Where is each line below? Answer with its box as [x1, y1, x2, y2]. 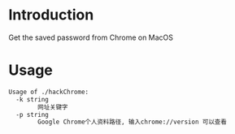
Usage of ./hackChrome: [8, 88, 89, 96]
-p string [15, 110, 49, 119]
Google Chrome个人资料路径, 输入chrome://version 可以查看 [37, 118, 228, 127]
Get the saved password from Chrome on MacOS [8, 32, 173, 42]
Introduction [8, 6, 94, 24]
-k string [15, 95, 49, 103]
